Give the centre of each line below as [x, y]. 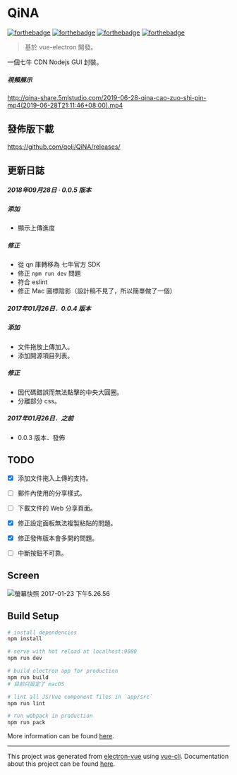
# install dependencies [42, 633]
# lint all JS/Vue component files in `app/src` [80, 697]
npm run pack [26, 723]
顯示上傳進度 [36, 228]
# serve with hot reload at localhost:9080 [72, 652]
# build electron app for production [63, 671]
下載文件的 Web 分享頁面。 [57, 508]
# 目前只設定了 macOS [36, 684]
